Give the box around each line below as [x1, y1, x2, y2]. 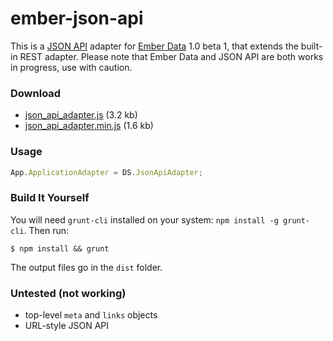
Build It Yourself [10, 191, 90, 205]
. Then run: [23, 224, 69, 236]
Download [10, 86, 62, 100]
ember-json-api [10, 7, 144, 30]
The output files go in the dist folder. [10, 261, 163, 273]
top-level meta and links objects [24, 309, 158, 321]
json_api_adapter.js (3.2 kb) [24, 109, 138, 121]
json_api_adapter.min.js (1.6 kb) [24, 120, 154, 132]
